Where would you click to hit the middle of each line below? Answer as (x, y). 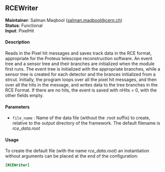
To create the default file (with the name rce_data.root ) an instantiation (77, 151)
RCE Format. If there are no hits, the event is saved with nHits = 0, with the (81, 90)
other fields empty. (24, 95)
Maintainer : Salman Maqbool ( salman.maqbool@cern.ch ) (64, 20)
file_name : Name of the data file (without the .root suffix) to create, (81, 118)
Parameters (17, 107)
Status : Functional (24, 25)
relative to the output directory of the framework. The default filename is (86, 123)
